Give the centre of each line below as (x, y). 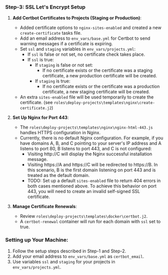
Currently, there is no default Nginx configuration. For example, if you (92, 138)
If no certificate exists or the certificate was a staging (98, 70)
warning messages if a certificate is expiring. (66, 44)
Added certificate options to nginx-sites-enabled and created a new (91, 28)
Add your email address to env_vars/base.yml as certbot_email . (78, 256)
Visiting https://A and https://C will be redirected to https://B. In (93, 165)
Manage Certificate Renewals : (45, 207)
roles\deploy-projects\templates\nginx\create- (105, 103)
